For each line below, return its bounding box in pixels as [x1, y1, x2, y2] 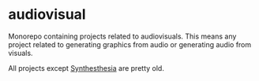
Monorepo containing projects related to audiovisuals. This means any [8, 31, 237, 41]
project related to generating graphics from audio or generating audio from [8, 39, 252, 49]
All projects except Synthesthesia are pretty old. [8, 63, 164, 72]
